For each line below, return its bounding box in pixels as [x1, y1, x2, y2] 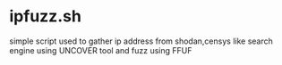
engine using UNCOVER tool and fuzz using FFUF [9, 45, 192, 55]
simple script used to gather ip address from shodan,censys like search [9, 36, 273, 46]
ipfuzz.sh [9, 6, 82, 27]
